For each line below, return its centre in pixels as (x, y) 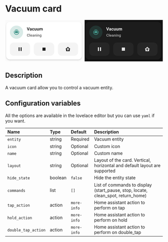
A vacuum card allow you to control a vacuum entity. (59, 87)
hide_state (18, 178)
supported (105, 171)
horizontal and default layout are (127, 166)
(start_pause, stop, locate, (121, 190)
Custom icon (107, 146)
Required (80, 139)
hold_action (20, 218)
